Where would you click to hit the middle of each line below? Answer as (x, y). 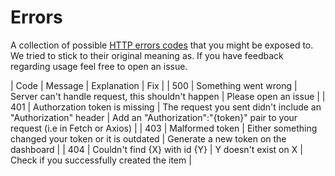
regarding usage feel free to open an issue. (99, 66)
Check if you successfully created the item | (101, 160)
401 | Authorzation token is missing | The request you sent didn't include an (166, 107)
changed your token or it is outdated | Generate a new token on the (148, 138)
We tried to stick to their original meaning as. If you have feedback (147, 55)
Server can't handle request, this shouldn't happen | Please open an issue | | (168, 96)
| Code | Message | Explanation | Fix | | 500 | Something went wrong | (154, 85)
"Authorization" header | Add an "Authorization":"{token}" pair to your (154, 117)
